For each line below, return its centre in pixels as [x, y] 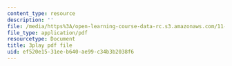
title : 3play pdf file [40, 45]
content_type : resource [41, 13]
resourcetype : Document [41, 39]
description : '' [30, 20]
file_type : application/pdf [48, 33]
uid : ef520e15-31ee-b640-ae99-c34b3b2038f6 [71, 52]
